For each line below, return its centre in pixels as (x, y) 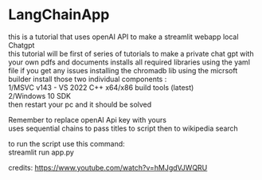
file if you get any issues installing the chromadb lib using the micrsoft (123, 70)
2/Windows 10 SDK (40, 96)
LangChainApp (59, 15)
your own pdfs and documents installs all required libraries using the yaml (129, 62)
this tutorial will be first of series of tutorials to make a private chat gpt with (131, 53)
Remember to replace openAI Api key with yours (88, 119)
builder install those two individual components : (88, 79)
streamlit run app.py (41, 152)
